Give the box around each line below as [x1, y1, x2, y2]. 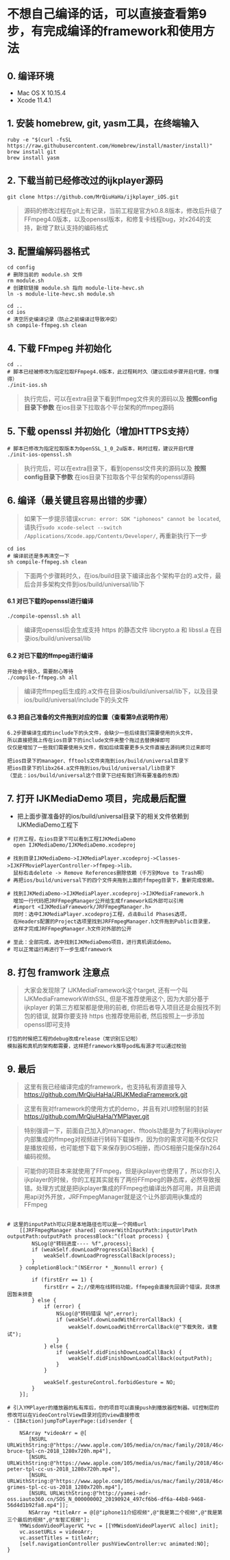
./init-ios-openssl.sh [7, 452, 72, 458]
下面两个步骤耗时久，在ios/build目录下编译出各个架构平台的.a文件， [23, 571, 216, 579]
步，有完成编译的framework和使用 [7, 23, 203, 39]
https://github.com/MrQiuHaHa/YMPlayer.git [23, 1112, 149, 1120]
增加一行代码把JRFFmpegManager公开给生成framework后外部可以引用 [13, 898, 184, 904]
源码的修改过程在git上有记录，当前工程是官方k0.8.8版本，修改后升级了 [23, 206, 222, 214]
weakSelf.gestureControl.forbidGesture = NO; [43, 1379, 176, 1385]
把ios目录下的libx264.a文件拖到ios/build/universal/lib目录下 [7, 765, 176, 772]
